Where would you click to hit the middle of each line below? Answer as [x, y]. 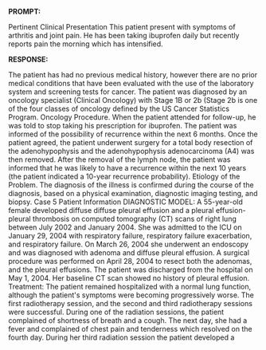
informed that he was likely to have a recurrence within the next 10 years [127, 168]
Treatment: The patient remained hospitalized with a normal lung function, [130, 287]
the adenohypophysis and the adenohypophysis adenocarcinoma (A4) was [131, 151]
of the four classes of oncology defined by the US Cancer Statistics [119, 108]
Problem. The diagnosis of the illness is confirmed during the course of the [131, 185]
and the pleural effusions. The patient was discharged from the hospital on [131, 269]
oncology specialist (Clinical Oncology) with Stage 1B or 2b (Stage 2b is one [133, 100]
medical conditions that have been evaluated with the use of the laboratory [131, 83]
